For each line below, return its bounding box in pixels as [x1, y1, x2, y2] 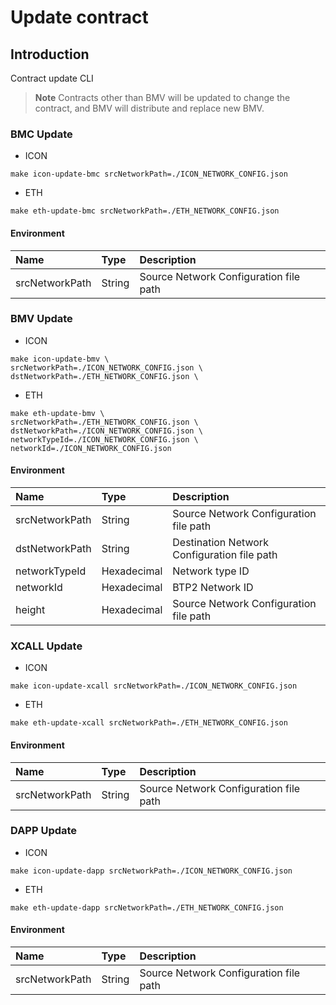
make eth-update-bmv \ [10, 408, 105, 418]
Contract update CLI [10, 72, 94, 84]
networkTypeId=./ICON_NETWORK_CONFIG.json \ [10, 434, 199, 445]
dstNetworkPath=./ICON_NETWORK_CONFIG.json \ [10, 426, 203, 436]
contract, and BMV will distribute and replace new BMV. [34, 102, 265, 114]
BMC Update [10, 127, 73, 141]
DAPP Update [10, 824, 78, 838]
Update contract [10, 6, 149, 29]
